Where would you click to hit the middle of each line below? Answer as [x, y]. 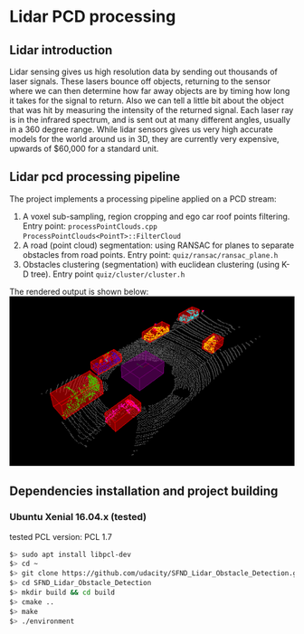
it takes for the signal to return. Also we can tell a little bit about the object [147, 100]
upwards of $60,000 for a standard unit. [84, 148]
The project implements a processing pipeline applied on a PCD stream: [143, 199]
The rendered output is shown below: [79, 291]
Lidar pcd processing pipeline [95, 177]
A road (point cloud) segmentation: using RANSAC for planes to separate [158, 245]
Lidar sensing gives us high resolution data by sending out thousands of [143, 71]
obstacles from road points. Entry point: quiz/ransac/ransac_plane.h [150, 254]
